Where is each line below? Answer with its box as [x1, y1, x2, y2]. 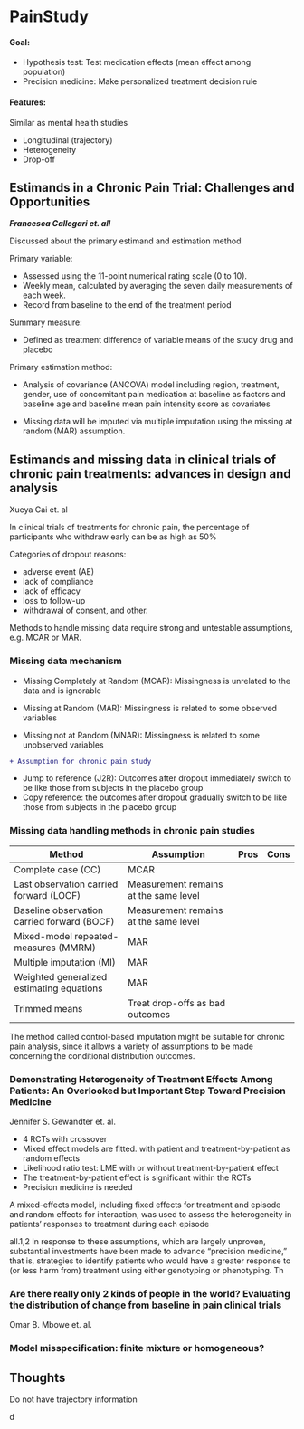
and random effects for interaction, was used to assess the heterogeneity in [9, 1208, 292, 1219]
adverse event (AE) [22, 567, 95, 577]
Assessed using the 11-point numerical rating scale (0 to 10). [22, 271, 247, 281]
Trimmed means [14, 1002, 83, 1015]
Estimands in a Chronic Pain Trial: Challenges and [9, 179, 295, 195]
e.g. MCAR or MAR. [9, 632, 81, 643]
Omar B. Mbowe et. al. [9, 1319, 92, 1330]
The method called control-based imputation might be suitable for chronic [9, 1031, 285, 1042]
